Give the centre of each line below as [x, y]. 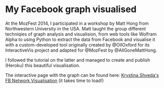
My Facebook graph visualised [71, 9]
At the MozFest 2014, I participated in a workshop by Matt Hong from [77, 23]
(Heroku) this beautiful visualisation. [43, 65]
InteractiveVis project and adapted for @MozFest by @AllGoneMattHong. [81, 50]
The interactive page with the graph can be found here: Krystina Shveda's [82, 75]
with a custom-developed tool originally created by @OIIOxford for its [77, 45]
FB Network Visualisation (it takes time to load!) [54, 80]
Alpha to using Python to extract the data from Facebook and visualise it [80, 39]
